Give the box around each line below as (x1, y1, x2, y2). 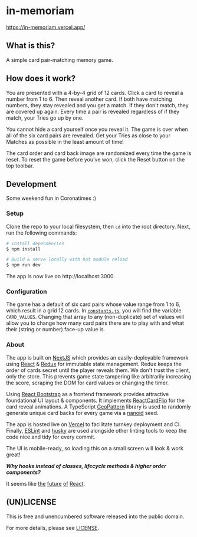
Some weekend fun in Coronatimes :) (6, 195, 96, 202)
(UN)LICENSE (6, 497, 57, 508)
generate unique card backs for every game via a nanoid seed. (6, 409, 159, 416)
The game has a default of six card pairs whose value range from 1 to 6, (6, 301, 181, 308)
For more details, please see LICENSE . (6, 524, 100, 531)
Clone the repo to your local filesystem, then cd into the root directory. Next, (6, 223, 191, 230)
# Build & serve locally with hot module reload (6, 256, 128, 263)
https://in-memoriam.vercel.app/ (6, 24, 86, 31)
